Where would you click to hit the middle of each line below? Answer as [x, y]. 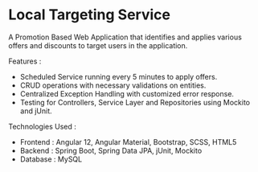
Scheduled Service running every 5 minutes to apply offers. [119, 76]
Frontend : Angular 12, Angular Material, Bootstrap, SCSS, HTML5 [128, 141]
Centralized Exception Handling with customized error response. [127, 93]
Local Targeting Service [90, 15]
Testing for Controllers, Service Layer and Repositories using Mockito [135, 102]
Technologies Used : [42, 126]
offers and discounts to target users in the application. [98, 45]
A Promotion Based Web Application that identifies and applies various [125, 37]
